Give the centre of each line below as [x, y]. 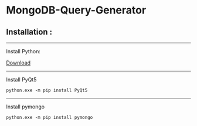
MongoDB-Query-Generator [76, 10]
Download [18, 63]
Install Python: [23, 51]
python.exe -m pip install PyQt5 [47, 90]
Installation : [29, 32]
